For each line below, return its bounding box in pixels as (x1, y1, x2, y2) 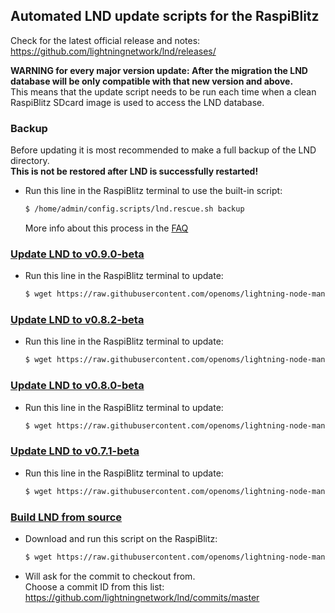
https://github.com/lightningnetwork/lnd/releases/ (10, 45, 217, 57)
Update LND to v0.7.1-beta (10, 444, 140, 458)
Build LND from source (10, 510, 123, 524)
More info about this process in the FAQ (24, 222, 189, 234)
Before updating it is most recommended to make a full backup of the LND (10, 144, 317, 156)
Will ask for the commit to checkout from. (24, 570, 196, 582)
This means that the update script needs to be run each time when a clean (10, 85, 317, 98)
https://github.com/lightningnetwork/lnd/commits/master (24, 591, 260, 603)
